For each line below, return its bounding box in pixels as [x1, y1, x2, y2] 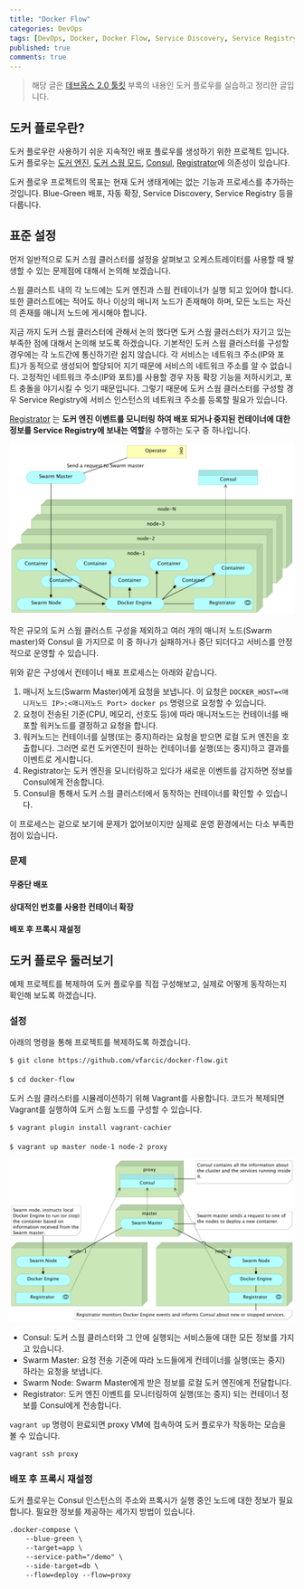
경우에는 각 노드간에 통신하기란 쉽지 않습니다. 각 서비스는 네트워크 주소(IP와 [9, 348, 276, 359]
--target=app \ [25, 1544, 83, 1553]
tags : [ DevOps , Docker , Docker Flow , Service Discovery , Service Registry [9, 33, 298, 43]
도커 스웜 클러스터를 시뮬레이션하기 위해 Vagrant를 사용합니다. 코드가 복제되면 [9, 1092, 285, 1103]
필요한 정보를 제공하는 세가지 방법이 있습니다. [35, 1507, 195, 1518]
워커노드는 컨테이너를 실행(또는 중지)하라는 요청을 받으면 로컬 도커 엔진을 [22, 731, 280, 742]
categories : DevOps [9, 24, 83, 33]
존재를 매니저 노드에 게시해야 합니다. [18, 307, 147, 318]
